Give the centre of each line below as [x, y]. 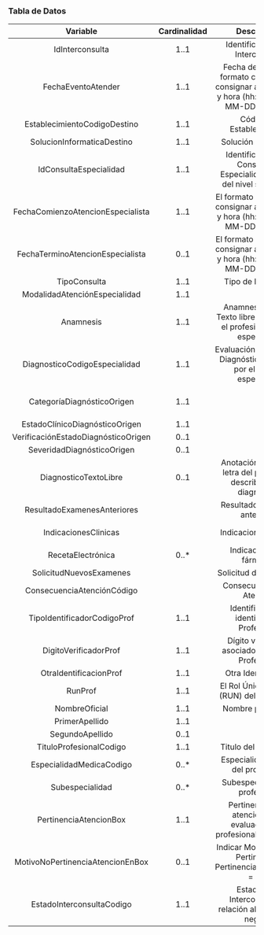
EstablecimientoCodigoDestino [82, 124]
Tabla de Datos [37, 11]
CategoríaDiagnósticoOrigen [81, 401]
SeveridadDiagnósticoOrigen [81, 450]
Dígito [238, 641]
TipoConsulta [81, 282]
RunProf [81, 691]
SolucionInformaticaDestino [82, 142]
